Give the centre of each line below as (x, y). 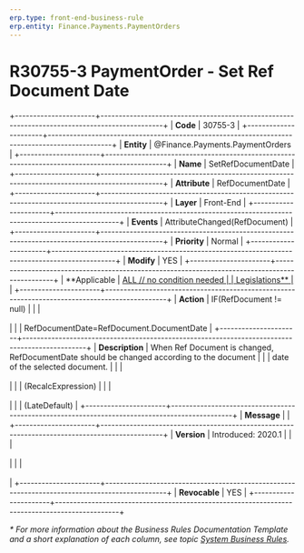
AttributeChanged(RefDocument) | (229, 222)
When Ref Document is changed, (212, 347)
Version (191, 435)
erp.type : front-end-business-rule (77, 18)
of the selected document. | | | (66, 367)
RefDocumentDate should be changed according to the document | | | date (149, 357)
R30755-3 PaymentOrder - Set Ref (142, 71)
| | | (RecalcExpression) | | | (60, 387)
